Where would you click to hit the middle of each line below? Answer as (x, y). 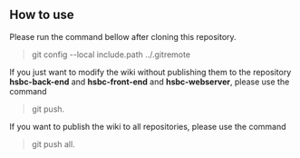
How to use (42, 15)
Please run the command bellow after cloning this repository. (123, 36)
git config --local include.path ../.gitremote (111, 54)
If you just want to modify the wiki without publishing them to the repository (150, 72)
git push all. (53, 143)
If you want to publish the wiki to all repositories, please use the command (148, 126)
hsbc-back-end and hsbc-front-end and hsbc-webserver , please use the (150, 82)
